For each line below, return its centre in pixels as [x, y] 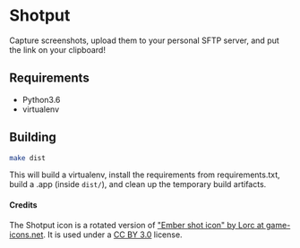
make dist [28, 158]
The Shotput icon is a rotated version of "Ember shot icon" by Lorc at [137, 225]
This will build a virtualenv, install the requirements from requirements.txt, [145, 175]
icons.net [26, 235]
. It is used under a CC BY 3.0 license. [113, 235]
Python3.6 [41, 99]
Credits [23, 205]
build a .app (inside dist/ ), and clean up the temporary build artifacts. [138, 184]
